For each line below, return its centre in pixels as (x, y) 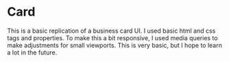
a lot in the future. (32, 52)
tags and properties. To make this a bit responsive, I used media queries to (112, 37)
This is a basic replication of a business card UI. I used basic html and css (111, 31)
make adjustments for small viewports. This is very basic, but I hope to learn (115, 45)
